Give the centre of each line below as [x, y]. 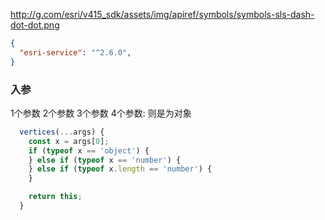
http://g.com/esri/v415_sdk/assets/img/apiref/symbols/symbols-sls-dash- [162, 14]
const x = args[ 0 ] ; [69, 141]
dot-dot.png [35, 25]
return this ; [55, 197]
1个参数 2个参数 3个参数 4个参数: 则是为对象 [101, 113]
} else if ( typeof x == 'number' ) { [105, 160]
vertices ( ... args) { [62, 132]
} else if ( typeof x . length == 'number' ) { [120, 169]
